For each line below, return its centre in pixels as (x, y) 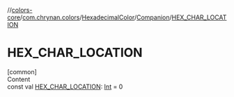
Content (19, 79)
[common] (22, 71)
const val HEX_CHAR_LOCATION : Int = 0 (65, 87)
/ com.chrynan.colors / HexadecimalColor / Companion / (96, 17)
